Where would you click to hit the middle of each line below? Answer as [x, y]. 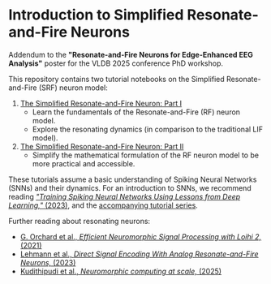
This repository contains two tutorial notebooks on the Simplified [116, 79]
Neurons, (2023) [48, 262]
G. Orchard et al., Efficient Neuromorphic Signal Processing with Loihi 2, [141, 236]
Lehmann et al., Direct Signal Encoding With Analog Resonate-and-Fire [139, 254]
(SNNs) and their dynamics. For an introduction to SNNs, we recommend [130, 187]
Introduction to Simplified [96, 15]
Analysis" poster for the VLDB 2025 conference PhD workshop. [116, 63]
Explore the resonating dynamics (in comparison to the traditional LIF [148, 129]
